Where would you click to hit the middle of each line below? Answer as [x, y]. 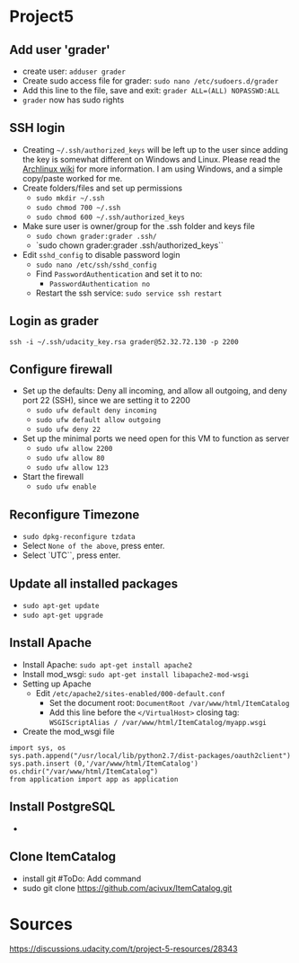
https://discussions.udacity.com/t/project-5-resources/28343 [123, 949]
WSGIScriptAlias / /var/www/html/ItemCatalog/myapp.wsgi [158, 722]
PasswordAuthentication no [100, 284]
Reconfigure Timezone [75, 514]
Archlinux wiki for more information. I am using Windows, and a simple [152, 169]
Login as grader [54, 321]
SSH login [37, 128]
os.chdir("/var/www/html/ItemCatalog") [84, 771]
